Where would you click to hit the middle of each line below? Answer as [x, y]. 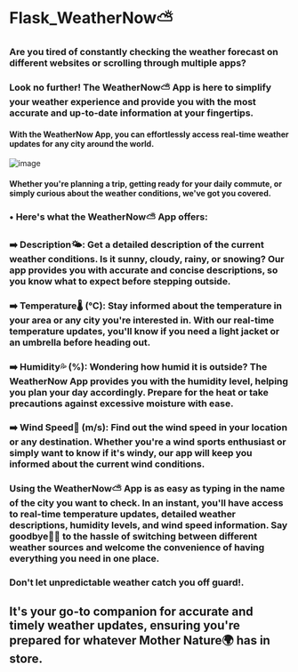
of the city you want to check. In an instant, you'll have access [146, 503]
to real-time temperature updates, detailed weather [123, 515]
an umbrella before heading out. [80, 342]
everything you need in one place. [85, 559]
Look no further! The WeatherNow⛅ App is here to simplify [141, 88]
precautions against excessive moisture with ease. [121, 404]
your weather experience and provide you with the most [133, 102]
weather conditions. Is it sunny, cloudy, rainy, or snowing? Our [147, 259]
